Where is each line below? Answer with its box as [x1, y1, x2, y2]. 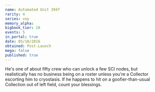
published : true [5, 52, 38, 58]
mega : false [5, 48, 29, 53]
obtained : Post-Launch [5, 44, 51, 48]
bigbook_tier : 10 [5, 25, 41, 30]
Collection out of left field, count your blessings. [5, 82, 102, 88]
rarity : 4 [5, 12, 25, 17]
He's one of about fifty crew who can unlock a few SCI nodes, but [5, 66, 138, 72]
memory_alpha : [5, 21, 34, 26]
